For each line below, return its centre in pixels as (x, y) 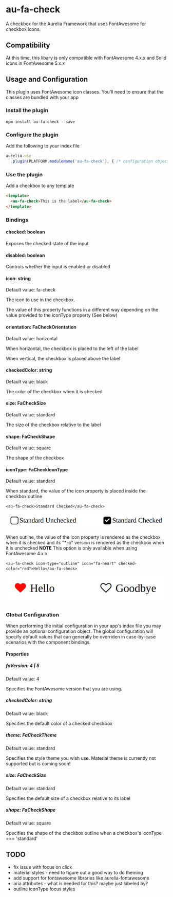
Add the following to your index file (43, 146)
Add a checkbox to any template (40, 186)
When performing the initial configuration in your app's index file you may (83, 626)
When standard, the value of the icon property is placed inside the (76, 491)
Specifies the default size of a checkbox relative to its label (68, 798)
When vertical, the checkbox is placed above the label (63, 358)
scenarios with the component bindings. (49, 642)
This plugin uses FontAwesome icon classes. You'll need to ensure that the (85, 91)
